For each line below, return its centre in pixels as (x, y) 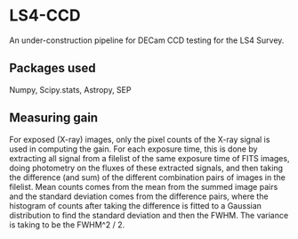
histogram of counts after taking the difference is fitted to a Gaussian (136, 205)
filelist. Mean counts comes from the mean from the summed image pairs (144, 186)
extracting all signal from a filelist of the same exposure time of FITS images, (149, 158)
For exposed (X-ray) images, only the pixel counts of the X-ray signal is (140, 139)
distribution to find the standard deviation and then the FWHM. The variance (149, 215)
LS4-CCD (45, 16)
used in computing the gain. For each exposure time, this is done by (133, 149)
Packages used (52, 68)
